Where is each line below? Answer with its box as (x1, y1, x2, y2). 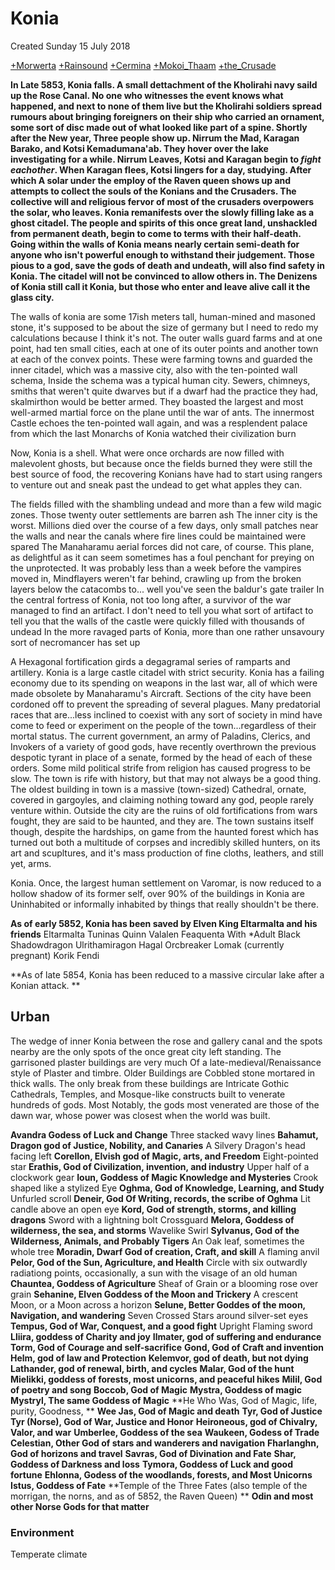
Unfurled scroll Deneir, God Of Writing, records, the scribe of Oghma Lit (10, 1192, 311, 1204)
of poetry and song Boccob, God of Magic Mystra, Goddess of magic (10, 1383, 303, 1396)
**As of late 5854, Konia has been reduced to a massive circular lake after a (10, 968, 325, 981)
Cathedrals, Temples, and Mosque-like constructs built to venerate (10, 1088, 286, 1100)
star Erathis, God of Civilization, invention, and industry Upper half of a (10, 1160, 310, 1172)
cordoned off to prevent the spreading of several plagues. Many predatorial (10, 698, 321, 710)
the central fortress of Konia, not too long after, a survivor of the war (10, 593, 292, 606)
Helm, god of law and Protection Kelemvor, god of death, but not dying (10, 1352, 309, 1364)
